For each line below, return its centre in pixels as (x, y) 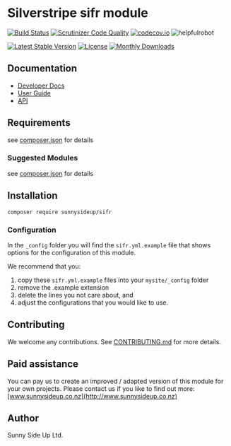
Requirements (39, 123)
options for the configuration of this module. (72, 252)
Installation (32, 196)
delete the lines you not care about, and (76, 295)
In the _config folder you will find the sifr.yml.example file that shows (109, 245)
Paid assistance (43, 364)
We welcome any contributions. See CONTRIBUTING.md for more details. (114, 341)
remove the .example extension (63, 287)
